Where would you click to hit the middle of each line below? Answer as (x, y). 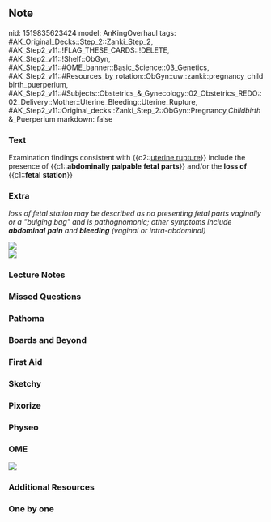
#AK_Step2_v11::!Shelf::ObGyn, (59, 58)
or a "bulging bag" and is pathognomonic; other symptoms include (120, 222)
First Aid (25, 362)
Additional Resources (51, 487)
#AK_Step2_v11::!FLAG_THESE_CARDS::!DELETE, (89, 50)
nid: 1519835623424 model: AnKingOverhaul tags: (92, 32)
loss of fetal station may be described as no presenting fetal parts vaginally (135, 213)
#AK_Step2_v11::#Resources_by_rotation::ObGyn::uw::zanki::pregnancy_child (136, 75)
